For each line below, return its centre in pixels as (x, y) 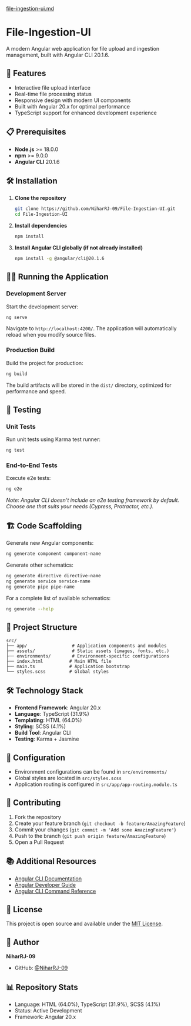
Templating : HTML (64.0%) (48, 720)
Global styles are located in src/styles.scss (68, 778)
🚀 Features (26, 73)
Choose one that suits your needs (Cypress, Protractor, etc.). (80, 507)
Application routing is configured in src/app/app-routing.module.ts (96, 784)
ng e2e (14, 489)
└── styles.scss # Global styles (58, 672)
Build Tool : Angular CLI (43, 733)
